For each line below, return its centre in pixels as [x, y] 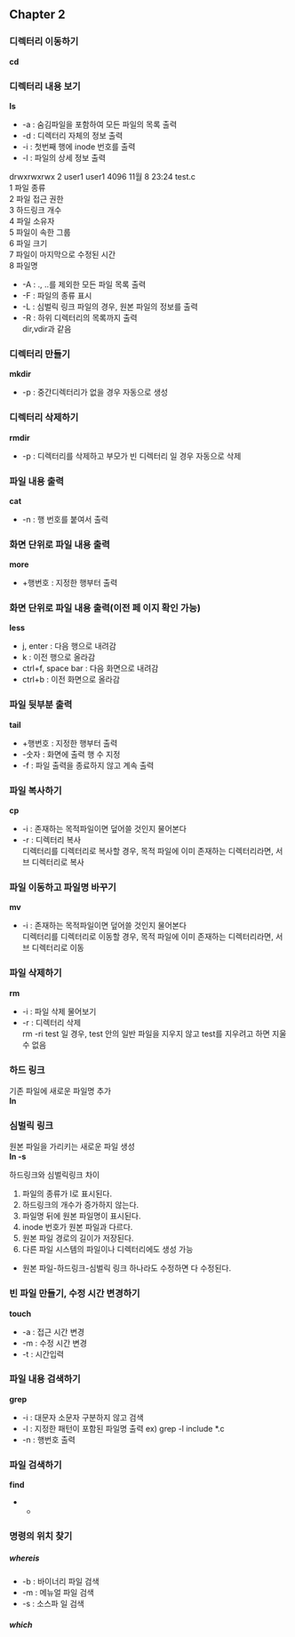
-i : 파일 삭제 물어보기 [59, 1011]
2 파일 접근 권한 [36, 198]
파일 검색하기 [36, 1465]
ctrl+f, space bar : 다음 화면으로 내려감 [90, 668]
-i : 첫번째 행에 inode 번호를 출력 [79, 147]
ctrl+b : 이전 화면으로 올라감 [71, 680]
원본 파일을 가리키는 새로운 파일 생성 [72, 1146]
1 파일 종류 [28, 188]
